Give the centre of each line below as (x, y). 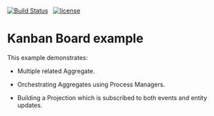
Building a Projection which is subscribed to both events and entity (112, 97)
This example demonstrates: (48, 57)
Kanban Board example (75, 39)
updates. (30, 105)
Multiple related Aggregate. (56, 71)
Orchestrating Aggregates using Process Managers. (91, 84)
